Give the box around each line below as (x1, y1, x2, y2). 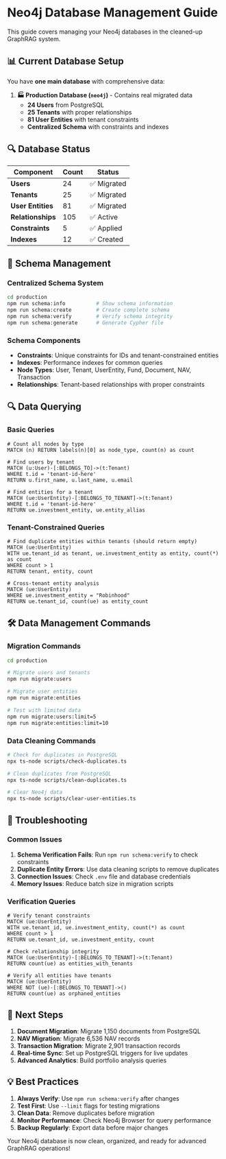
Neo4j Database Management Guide (7, 5, 218, 21)
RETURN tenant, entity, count (7, 568, 94, 575)
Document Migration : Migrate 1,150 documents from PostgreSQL (16, 1027, 201, 1035)
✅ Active (90, 212, 118, 222)
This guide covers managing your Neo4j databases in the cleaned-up (7, 27, 203, 36)
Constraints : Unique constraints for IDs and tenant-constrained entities (16, 351, 219, 359)
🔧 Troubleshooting (7, 814, 88, 826)
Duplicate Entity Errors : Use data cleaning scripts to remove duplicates (16, 865, 219, 873)
